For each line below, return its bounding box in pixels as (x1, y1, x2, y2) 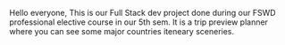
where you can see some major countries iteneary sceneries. (9, 26, 235, 36)
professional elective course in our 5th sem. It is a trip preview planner (9, 17, 268, 27)
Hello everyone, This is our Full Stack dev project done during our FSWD (9, 8, 276, 18)
